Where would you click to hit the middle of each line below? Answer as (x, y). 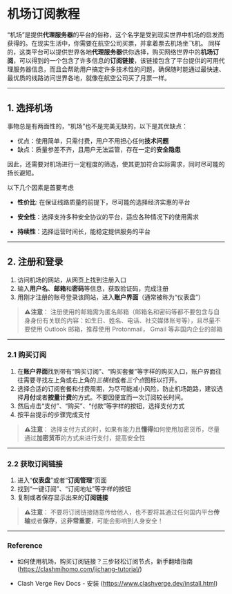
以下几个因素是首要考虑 (40, 187)
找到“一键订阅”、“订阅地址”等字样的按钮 (74, 489)
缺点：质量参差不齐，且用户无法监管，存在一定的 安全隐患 (99, 149)
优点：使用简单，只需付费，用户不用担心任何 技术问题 (93, 141)
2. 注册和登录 (35, 262)
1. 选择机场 (30, 108)
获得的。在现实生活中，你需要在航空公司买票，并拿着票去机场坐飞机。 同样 (114, 43)
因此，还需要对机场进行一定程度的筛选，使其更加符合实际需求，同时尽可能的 (116, 164)
